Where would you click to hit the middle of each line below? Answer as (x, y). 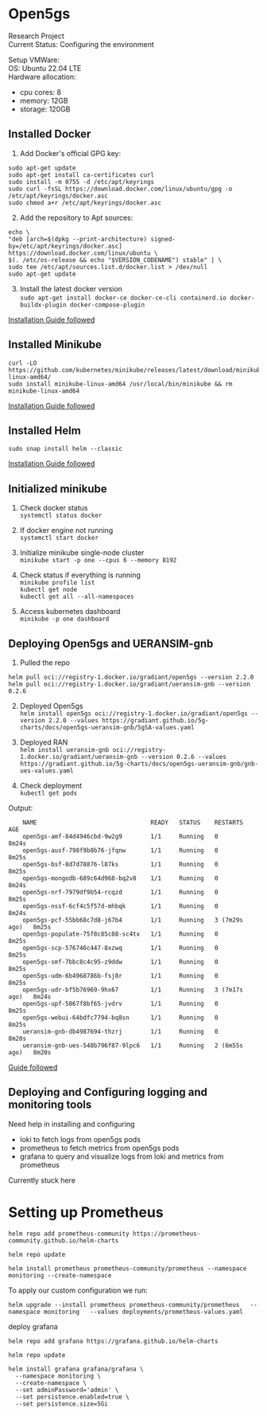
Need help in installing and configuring (72, 1124)
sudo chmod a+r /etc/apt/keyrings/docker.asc (85, 203)
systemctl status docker (61, 516)
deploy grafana (33, 1326)
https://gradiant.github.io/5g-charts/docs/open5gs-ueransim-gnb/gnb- (139, 764)
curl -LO (23, 363)
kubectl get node (48, 590)
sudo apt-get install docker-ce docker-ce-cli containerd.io (123, 298)
